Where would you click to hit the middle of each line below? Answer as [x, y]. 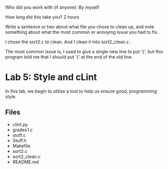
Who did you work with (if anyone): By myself [52, 7]
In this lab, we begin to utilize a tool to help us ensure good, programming [81, 91]
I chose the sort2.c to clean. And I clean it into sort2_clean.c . [68, 42]
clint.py [20, 124]
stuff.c [19, 135]
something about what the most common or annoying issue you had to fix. [82, 32]
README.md [26, 162]
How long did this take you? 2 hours [42, 17]
